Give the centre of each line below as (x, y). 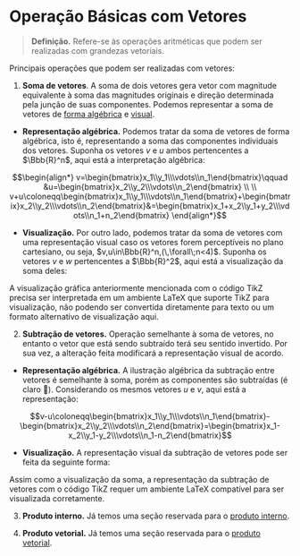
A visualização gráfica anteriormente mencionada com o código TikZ (136, 287)
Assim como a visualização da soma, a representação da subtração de (139, 479)
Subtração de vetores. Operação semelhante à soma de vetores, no (148, 334)
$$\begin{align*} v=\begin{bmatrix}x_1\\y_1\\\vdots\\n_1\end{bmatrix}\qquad (150, 177)
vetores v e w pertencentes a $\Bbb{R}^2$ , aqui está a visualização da (153, 261)
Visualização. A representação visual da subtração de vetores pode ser (155, 452)
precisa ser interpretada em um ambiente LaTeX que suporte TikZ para (139, 297)
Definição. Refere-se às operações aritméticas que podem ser (146, 41)
